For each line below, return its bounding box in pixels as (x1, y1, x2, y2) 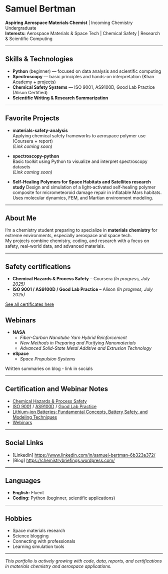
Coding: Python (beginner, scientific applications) (12, 495, 115, 501)
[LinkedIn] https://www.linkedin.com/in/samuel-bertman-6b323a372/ (12, 452, 156, 458)
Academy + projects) (12, 79, 56, 85)
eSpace (12, 350, 29, 356)
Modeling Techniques (12, 414, 57, 420)
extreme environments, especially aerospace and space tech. (5, 233, 132, 239)
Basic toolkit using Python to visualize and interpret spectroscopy (12, 158, 147, 164)
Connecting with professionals (12, 538, 75, 544)
